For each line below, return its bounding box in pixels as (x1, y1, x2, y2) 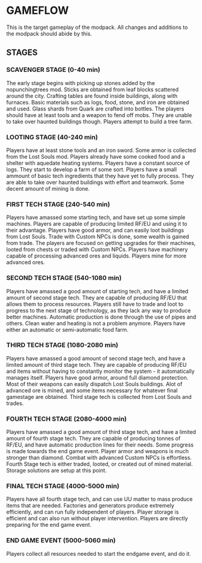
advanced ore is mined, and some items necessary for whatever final (6, 387, 178, 394)
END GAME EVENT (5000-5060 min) (6, 536, 116, 545)
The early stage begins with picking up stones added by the (6, 79, 156, 86)
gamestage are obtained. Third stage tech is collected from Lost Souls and (6, 393, 192, 400)
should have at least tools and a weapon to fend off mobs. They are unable (6, 111, 192, 118)
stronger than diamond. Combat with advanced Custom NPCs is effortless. (6, 454, 192, 462)
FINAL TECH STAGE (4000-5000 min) (6, 482, 119, 491)
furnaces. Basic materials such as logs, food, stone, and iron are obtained (6, 98, 189, 106)
